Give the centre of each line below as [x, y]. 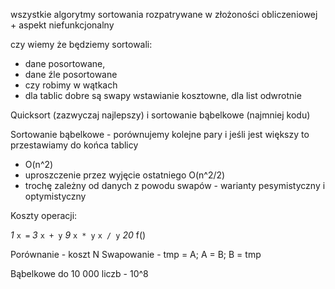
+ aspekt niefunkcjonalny [62, 25]
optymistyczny [55, 196]
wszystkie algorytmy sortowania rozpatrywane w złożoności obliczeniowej [164, 14]
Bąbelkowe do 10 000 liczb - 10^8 [79, 273]
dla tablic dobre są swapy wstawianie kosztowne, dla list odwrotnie [163, 95]
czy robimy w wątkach [71, 85]
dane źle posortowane [71, 74]
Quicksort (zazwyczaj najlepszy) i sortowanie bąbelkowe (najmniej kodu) [160, 115]
